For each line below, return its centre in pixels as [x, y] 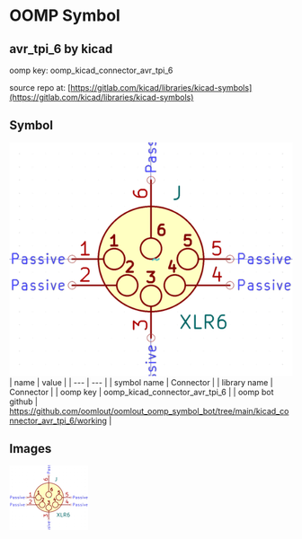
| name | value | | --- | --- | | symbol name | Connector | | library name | [141, 382]
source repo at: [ [40, 88]
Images [31, 449]
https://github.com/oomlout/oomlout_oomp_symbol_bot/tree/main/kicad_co [149, 411]
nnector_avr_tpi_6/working [58, 420]
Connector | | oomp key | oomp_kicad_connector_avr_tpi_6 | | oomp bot [142, 392]
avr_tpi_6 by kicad [61, 49]
